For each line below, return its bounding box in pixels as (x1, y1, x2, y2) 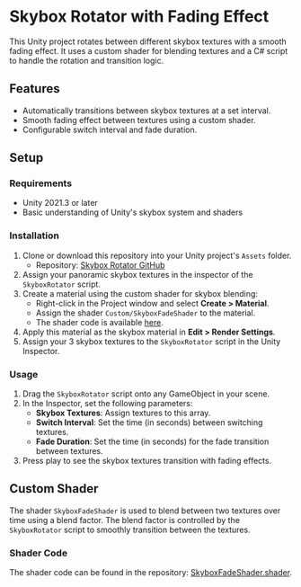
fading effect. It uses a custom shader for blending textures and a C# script (9, 45, 288, 56)
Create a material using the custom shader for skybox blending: (22, 288, 259, 298)
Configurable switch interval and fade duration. (22, 124, 198, 135)
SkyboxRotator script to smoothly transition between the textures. (9, 524, 251, 535)
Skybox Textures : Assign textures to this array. (35, 407, 211, 419)
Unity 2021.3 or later (22, 198, 99, 209)
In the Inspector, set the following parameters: (22, 398, 193, 409)
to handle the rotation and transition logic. (9, 55, 164, 66)
